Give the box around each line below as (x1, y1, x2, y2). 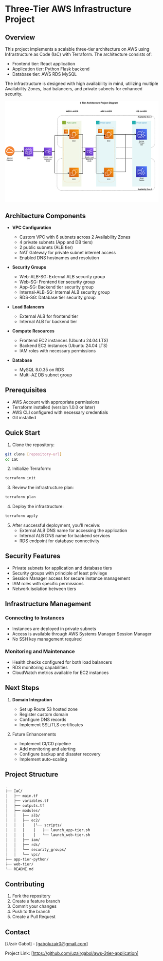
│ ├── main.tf (5, 794, 38, 798)
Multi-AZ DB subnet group (19, 372, 72, 378)
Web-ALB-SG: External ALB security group (19, 274, 106, 280)
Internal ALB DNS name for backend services (19, 533, 110, 539)
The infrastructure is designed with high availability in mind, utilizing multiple (5, 81, 159, 86)
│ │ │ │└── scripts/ (5, 823, 62, 828)
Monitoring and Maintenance (5, 648, 75, 655)
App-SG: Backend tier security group (19, 284, 94, 290)
